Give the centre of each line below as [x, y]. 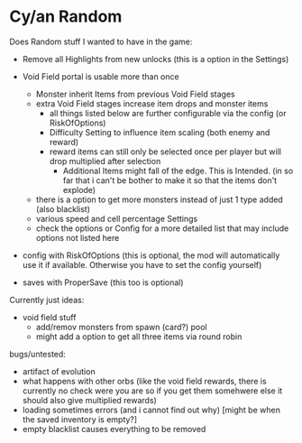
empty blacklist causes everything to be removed [114, 429]
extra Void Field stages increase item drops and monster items [152, 103]
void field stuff [49, 317]
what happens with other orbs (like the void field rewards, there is [145, 381]
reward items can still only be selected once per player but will [165, 152]
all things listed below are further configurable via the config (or [168, 113]
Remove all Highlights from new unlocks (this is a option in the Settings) [156, 59]
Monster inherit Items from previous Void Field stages [136, 94]
